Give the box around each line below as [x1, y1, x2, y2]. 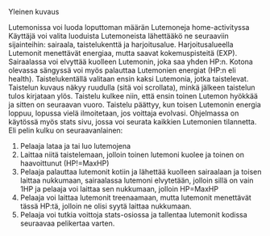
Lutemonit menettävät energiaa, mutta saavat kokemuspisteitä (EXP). [8, 48, 238, 57]
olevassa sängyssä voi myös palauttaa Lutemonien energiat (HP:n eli [8, 65, 236, 75]
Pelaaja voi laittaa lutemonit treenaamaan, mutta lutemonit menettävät [19, 193, 251, 202]
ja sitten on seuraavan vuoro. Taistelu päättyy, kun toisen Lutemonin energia [8, 100, 262, 109]
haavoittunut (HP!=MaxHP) [19, 158, 110, 168]
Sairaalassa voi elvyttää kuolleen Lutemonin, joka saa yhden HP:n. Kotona [8, 57, 254, 66]
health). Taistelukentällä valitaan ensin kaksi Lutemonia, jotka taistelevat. [8, 74, 249, 83]
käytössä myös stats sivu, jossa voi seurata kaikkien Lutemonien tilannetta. [8, 117, 257, 126]
